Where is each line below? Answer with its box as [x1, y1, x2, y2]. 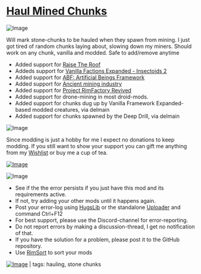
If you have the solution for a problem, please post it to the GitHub [15, 236, 180, 243]
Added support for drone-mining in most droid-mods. [15, 93, 149, 100]
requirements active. [15, 190, 67, 198]
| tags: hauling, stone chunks [29, 260, 102, 268]
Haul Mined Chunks [6, 4, 107, 18]
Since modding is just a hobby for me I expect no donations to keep [6, 135, 175, 143]
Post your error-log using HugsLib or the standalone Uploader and [15, 204, 181, 211]
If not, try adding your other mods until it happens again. [15, 197, 156, 204]
